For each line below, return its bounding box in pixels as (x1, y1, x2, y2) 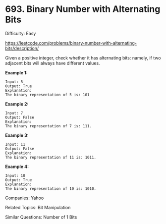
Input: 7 (5, 111, 23, 115)
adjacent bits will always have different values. (5, 60, 100, 66)
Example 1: (5, 69, 28, 75)
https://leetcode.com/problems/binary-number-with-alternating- (5, 40, 137, 46)
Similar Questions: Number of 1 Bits (5, 214, 77, 220)
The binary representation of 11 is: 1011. (5, 155, 97, 160)
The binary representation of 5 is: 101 (5, 92, 90, 97)
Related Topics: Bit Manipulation (5, 204, 71, 210)
